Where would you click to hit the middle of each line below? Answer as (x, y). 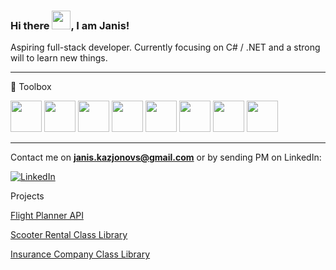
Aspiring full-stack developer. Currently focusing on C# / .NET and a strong (165, 47)
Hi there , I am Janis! (70, 25)
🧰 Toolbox (31, 87)
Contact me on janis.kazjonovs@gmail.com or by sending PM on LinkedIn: (166, 157)
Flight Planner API (47, 216)
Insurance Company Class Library (80, 254)
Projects (27, 196)
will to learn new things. (59, 58)
